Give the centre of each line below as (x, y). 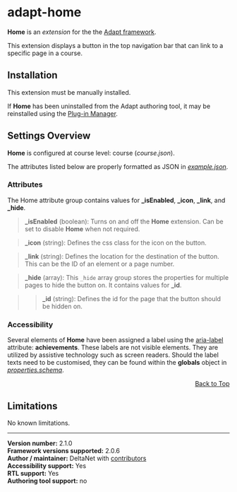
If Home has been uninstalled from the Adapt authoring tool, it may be (109, 106)
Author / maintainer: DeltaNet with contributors (77, 458)
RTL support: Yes (33, 473)
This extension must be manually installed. (69, 92)
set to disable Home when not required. (82, 229)
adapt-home (44, 12)
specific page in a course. (45, 53)
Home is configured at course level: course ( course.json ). (91, 153)
